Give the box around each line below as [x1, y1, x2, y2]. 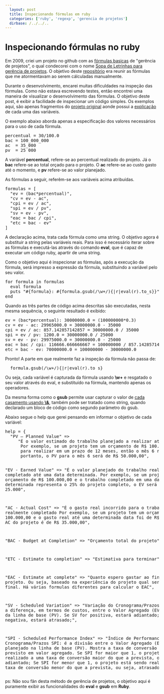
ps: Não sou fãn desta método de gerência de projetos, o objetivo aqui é [5, 678, 150, 684]
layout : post [9, 7, 36, 12]
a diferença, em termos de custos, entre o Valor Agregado [5, 608, 150, 613]
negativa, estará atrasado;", [5, 617, 78, 623]
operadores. [5, 385, 30, 391]
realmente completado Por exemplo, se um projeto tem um [5, 510, 144, 515]
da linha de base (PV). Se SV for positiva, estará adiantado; [5, 612, 160, 618]
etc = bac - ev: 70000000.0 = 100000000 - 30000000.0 [5, 347, 137, 352]
